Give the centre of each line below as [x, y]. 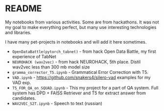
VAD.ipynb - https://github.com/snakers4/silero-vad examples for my [81, 77]
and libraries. [18, 32]
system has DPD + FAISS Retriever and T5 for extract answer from [79, 93]
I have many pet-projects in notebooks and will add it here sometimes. [76, 42]
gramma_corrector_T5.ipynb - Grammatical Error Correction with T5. [80, 72]
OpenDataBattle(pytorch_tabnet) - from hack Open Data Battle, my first [84, 51]
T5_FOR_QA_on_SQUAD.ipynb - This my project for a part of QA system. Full [85, 88]
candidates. [24, 98]
